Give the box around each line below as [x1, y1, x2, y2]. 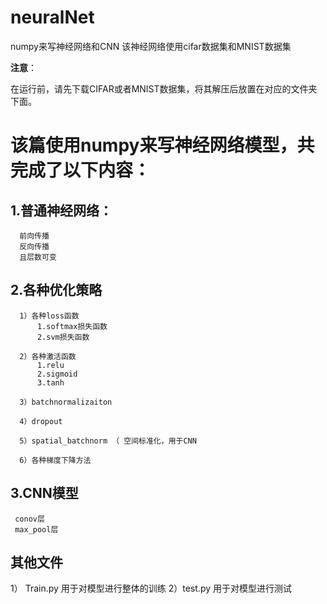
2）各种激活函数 [19, 351, 77, 361]
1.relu [36, 360, 65, 370]
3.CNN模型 [10, 485, 79, 502]
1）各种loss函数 [19, 311, 80, 321]
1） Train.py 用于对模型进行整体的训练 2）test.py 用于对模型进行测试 [10, 582, 292, 595]
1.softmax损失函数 [36, 321, 108, 331]
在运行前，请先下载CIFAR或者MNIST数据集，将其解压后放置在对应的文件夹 [10, 82, 318, 95]
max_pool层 [14, 524, 59, 535]
